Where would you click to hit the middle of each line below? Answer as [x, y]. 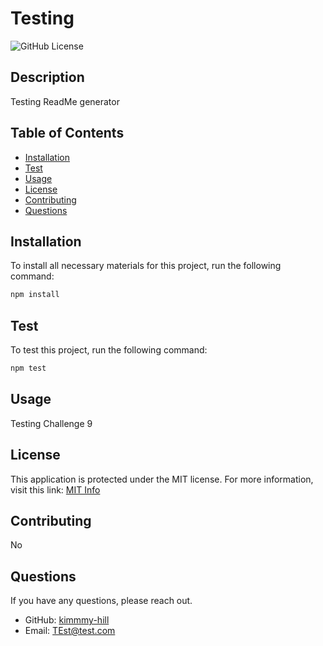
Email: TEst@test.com [70, 631]
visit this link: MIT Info [55, 489]
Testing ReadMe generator [65, 101]
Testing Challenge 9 [51, 423]
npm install [35, 295]
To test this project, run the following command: [109, 350]
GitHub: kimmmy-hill [67, 620]
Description [47, 77]
